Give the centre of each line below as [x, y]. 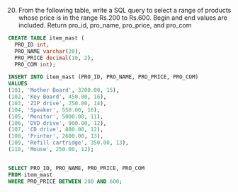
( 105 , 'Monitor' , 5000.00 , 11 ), [56, 116]
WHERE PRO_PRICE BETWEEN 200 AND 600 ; [65, 181]
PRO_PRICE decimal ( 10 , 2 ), [54, 58]
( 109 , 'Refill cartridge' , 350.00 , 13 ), [69, 143]
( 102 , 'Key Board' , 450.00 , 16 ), [57, 97]
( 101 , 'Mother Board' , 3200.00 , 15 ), [64, 90]
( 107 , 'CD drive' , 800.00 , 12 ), [56, 130]
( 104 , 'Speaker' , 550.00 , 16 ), [54, 110]
